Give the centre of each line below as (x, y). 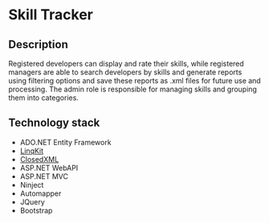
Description (38, 45)
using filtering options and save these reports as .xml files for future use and (134, 81)
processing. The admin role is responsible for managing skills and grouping (132, 89)
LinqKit (32, 151)
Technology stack (54, 123)
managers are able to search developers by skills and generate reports (125, 72)
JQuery (33, 201)
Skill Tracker (51, 15)
